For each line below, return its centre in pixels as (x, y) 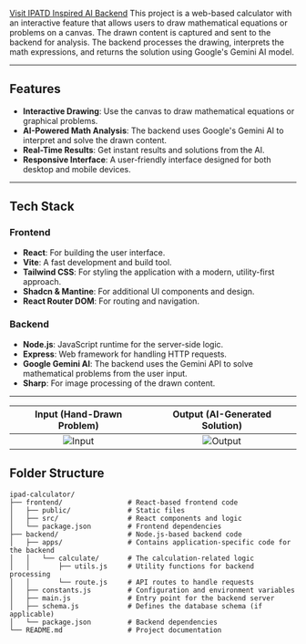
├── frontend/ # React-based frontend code (124, 502)
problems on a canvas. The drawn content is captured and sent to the (140, 32)
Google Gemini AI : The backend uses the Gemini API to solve (138, 363)
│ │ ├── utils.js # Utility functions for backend (132, 566)
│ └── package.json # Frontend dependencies (116, 526)
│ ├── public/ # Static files (97, 510)
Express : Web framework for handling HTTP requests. (125, 354)
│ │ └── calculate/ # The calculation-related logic (132, 558)
